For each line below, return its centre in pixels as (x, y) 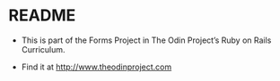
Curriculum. (43, 49)
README (42, 16)
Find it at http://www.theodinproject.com (96, 67)
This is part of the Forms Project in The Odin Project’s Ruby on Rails (146, 40)
